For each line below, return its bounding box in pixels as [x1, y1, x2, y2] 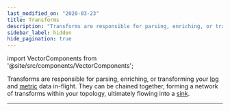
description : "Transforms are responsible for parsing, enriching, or [7, 23, 213, 29]
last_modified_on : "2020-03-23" [7, 10, 99, 17]
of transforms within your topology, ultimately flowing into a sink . [7, 90, 190, 98]
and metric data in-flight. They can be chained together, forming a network [7, 82, 218, 90]
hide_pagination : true [7, 36, 72, 42]
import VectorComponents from [7, 54, 97, 62]
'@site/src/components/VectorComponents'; [7, 62, 133, 70]
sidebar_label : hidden [7, 29, 72, 36]
